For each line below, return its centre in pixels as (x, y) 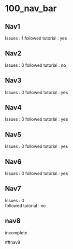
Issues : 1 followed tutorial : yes (36, 38)
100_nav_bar (31, 9)
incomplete (16, 232)
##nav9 (13, 242)
